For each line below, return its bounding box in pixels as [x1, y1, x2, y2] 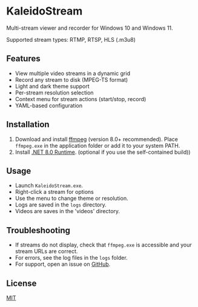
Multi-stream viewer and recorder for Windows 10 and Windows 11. [6, 24, 174, 31]
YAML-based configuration [15, 102, 83, 109]
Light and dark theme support [15, 82, 90, 90]
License [6, 278, 37, 288]
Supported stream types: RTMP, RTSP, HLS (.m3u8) [6, 36, 136, 43]
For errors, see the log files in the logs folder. [15, 254, 128, 262]
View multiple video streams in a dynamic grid [15, 70, 130, 77]
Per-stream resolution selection [15, 89, 94, 96]
